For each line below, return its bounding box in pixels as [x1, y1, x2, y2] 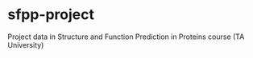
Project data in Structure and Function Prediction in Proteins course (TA [7, 32, 245, 41]
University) [7, 40, 44, 49]
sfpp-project [7, 6, 94, 24]
